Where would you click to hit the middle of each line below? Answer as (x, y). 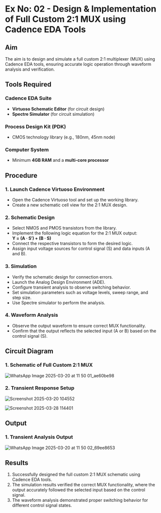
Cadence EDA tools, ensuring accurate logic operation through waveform (78, 64)
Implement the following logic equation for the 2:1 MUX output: (74, 233)
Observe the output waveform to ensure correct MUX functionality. (79, 326)
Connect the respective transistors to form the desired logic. (72, 244)
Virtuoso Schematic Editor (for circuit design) (58, 109)
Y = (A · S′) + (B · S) (32, 238)
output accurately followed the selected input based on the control (79, 490)
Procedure (21, 175)
